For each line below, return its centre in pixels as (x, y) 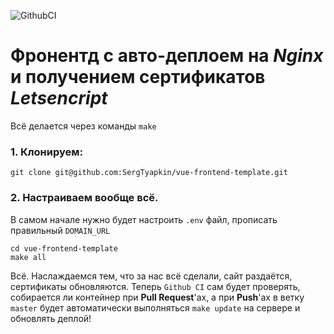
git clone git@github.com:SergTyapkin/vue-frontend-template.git (149, 173)
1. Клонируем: (46, 152)
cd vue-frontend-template (64, 248)
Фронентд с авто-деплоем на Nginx (167, 56)
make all (28, 257)
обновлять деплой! (51, 318)
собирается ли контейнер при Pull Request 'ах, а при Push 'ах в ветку (157, 297)
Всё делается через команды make (83, 126)
